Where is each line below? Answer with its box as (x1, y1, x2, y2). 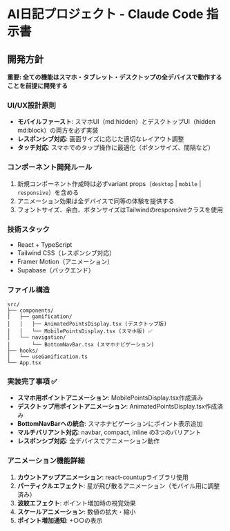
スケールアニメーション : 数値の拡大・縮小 (17, 507, 136, 516)
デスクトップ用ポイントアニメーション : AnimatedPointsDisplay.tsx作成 (17, 402, 218, 411)
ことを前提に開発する (7, 82, 68, 90)
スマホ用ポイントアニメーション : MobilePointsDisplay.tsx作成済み (17, 393, 204, 402)
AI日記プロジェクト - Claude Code (7, 6, 204, 22)
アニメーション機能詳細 (7, 456, 85, 465)
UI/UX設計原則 (7, 100, 57, 110)
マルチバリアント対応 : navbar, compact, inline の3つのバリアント (17, 428, 202, 436)
